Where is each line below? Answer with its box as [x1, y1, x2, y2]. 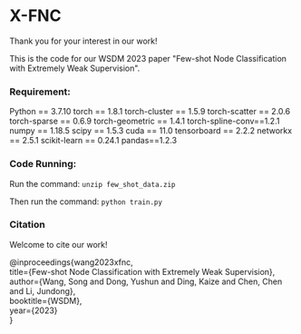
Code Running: [9, 158, 77, 171]
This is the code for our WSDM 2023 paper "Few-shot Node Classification [9, 53, 287, 64]
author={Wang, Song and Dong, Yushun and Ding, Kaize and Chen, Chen [9, 276, 283, 287]
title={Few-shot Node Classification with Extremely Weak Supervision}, [9, 266, 276, 277]
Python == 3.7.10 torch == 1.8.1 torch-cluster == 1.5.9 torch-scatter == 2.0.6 [9, 106, 291, 117]
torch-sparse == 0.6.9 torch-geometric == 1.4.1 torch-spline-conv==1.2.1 [9, 115, 280, 127]
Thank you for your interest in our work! [9, 35, 158, 46]
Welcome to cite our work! [9, 239, 108, 250]
